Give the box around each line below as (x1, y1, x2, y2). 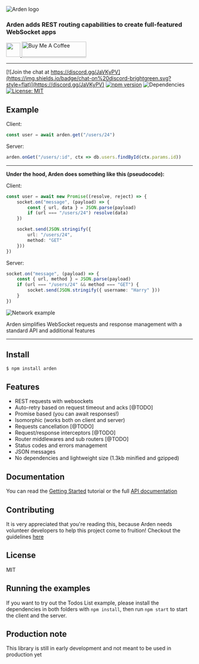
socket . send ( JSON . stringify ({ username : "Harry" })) (27, 287, 161, 294)
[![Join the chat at (6, 68, 50, 75)
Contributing (6, 505, 54, 515)
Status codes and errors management (14, 442, 108, 449)
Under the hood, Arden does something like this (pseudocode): (6, 170, 165, 178)
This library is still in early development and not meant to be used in (6, 645, 172, 652)
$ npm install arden (6, 366, 57, 372)
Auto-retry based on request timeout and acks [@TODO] (14, 404, 153, 411)
